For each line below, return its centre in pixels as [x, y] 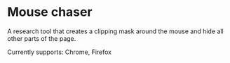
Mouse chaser [50, 12]
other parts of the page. [42, 38]
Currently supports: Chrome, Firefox [60, 52]
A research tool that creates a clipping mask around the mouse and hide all [115, 31]
